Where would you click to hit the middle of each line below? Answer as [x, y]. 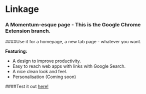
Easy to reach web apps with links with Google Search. [69, 66]
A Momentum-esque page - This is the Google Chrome [73, 25]
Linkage [22, 9]
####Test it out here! [27, 87]
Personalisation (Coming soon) [44, 77]
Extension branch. [28, 31]
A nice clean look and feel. [40, 72]
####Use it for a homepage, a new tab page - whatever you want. [73, 42]
